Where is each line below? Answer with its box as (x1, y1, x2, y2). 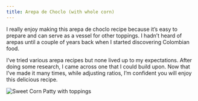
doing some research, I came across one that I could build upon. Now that (6, 63, 190, 70)
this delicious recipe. (6, 76, 58, 83)
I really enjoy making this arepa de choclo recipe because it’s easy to (6, 25, 178, 33)
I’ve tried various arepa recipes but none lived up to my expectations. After (6, 56, 192, 64)
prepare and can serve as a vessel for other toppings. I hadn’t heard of (6, 31, 182, 39)
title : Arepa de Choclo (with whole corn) (6, 8, 115, 15)
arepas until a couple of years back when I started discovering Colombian (6, 38, 190, 45)
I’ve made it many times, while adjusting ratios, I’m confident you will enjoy (6, 69, 192, 76)
